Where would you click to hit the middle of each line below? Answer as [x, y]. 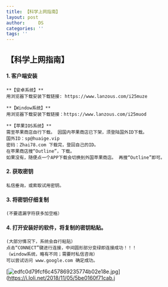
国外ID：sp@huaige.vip [33, 138]
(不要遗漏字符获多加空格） [34, 214]
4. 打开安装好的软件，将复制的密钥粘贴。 [56, 227]
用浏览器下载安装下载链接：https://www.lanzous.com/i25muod [77, 114]
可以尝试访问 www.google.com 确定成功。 [52, 261]
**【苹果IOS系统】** [29, 126]
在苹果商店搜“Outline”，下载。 [41, 151]
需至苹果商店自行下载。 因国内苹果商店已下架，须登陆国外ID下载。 [77, 132]
